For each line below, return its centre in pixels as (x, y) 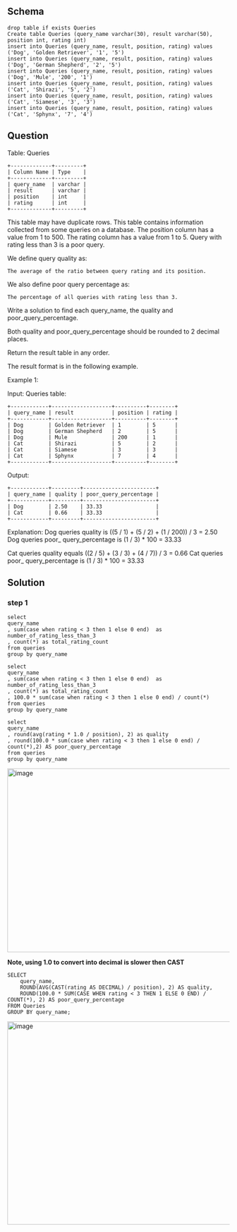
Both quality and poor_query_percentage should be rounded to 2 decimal (114, 331)
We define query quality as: (47, 258)
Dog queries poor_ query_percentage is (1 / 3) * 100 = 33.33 (95, 539)
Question (28, 136)
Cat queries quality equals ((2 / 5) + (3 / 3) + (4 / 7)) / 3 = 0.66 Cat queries (115, 553)
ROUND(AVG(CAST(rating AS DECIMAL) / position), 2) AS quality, (116, 988)
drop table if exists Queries (52, 28)
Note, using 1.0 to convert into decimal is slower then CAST (96, 963)
